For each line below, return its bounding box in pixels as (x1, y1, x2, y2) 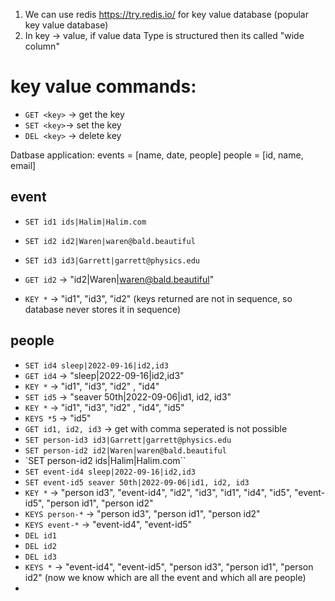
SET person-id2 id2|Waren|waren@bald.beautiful (24, 445, 227, 456)
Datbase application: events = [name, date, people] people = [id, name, (10, 149, 304, 161)
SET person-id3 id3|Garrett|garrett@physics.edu (24, 435, 232, 445)
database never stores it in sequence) (24, 303, 182, 315)
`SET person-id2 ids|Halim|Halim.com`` (24, 454, 187, 466)
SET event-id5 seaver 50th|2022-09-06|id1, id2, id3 (24, 477, 250, 488)
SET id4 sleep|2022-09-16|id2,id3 (24, 360, 169, 371)
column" (24, 40, 60, 52)
